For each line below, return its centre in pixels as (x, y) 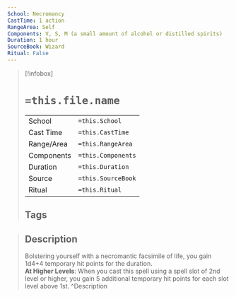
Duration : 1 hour (33, 40)
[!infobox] (39, 73)
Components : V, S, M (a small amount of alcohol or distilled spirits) (115, 34)
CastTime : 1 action (36, 21)
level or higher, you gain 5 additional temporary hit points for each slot (126, 279)
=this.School (100, 121)
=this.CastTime (104, 132)
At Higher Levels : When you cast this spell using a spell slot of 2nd (122, 271)
